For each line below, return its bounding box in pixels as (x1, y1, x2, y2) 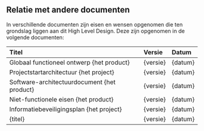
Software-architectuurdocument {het (9, 78, 116, 86)
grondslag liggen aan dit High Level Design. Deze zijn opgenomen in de (6, 27, 185, 34)
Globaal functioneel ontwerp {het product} (9, 58, 131, 66)
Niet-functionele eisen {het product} (9, 95, 114, 103)
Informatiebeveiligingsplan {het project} (9, 105, 123, 113)
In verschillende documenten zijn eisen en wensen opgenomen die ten (6, 21, 183, 28)
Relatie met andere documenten (6, 5, 131, 15)
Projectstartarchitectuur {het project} (9, 68, 115, 76)
